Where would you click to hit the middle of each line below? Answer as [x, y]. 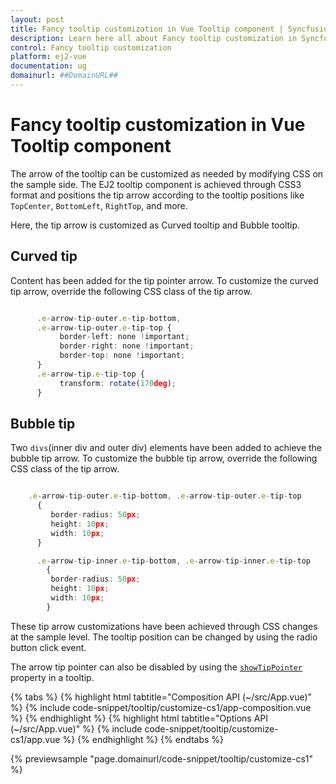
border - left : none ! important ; [124, 337]
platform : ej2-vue [48, 57]
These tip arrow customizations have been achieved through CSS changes [164, 626]
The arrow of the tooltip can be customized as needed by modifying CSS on [167, 173]
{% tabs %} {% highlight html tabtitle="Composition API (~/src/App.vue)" [161, 697]
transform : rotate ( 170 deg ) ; [118, 383]
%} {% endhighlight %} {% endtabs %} [143, 739]
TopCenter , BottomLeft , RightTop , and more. [99, 205]
